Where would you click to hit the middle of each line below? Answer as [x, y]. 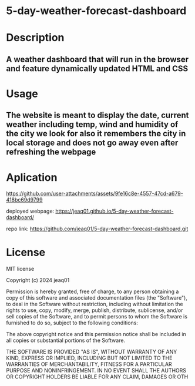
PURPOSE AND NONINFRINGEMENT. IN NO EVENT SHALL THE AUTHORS [96, 371]
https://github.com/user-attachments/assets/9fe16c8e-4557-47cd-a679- [95, 194]
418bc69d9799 [24, 200]
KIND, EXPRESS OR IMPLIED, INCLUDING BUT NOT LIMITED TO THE [89, 358]
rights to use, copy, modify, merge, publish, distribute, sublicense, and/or [95, 310]
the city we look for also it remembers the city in [96, 134]
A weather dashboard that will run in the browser [97, 59]
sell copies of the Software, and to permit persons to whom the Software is [97, 317]
